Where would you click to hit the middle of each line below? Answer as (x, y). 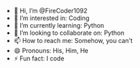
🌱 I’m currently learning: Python (59, 25)
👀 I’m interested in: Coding (52, 18)
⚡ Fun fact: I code (39, 58)
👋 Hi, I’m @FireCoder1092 (51, 11)
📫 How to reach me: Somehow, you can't (73, 41)
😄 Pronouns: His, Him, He (51, 51)
